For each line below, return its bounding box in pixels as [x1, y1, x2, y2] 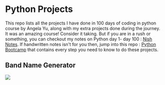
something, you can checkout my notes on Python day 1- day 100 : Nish [5, 36, 153, 42]
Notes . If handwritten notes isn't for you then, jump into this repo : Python [5, 41, 156, 47]
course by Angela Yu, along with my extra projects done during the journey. [5, 25, 161, 31]
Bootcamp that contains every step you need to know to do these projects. [5, 46, 159, 52]
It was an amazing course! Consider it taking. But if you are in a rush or [5, 30, 151, 36]
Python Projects [5, 3, 73, 15]
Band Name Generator [5, 61, 76, 69]
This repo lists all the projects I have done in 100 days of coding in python [5, 20, 157, 26]
